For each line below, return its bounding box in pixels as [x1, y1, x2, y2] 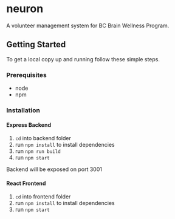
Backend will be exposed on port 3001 [6, 166, 102, 173]
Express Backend [6, 121, 52, 129]
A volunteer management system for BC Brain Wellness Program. [6, 22, 170, 29]
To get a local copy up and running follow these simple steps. [6, 55, 160, 62]
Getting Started [6, 39, 66, 50]
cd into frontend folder [15, 193, 71, 200]
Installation [6, 106, 41, 114]
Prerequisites [6, 70, 47, 79]
